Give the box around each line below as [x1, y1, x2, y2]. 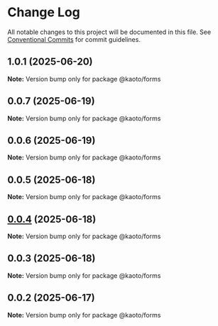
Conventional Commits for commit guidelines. [7, 35, 141, 43]
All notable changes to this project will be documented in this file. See [7, 28, 212, 36]
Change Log [7, 4, 80, 21]
